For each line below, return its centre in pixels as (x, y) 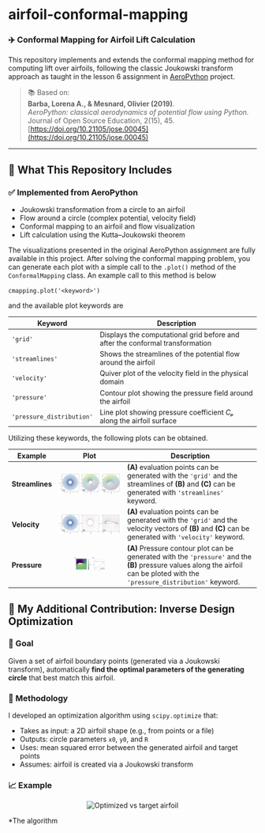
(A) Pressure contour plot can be (181, 548)
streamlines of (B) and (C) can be (181, 484)
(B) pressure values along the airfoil (185, 565)
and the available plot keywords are (66, 305)
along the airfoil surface (138, 420)
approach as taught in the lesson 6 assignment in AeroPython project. (121, 77)
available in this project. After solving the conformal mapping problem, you (129, 259)
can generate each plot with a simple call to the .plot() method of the (122, 267)
